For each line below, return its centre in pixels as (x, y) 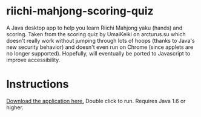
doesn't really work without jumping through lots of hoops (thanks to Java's (100, 40)
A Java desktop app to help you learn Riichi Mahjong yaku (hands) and (94, 28)
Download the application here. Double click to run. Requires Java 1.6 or (96, 101)
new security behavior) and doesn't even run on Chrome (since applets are (100, 47)
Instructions (38, 84)
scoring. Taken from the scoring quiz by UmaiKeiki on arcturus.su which (96, 34)
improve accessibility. (33, 60)
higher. (15, 107)
